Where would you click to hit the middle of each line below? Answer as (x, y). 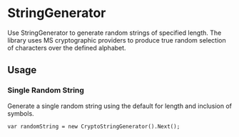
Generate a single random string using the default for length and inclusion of (120, 106)
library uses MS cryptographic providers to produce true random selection (117, 40)
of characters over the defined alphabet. (67, 48)
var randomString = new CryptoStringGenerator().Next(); (94, 126)
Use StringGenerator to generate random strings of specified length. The (115, 33)
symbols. (21, 113)
